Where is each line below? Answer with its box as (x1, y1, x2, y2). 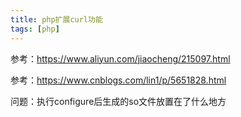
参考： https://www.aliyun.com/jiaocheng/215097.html (10, 52, 231, 65)
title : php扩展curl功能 (10, 14, 103, 25)
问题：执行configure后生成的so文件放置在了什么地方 (10, 95, 227, 107)
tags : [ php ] (10, 24, 60, 34)
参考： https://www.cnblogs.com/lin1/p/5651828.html (10, 74, 227, 86)
